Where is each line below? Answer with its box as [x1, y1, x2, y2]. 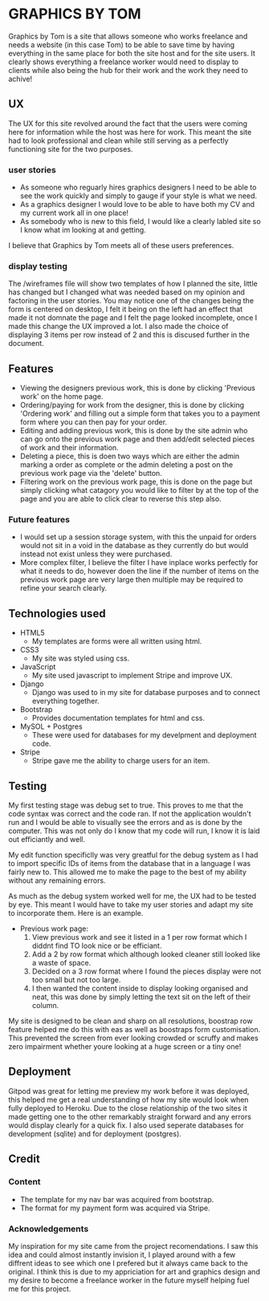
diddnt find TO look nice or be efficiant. [31, 941, 162, 951]
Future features [8, 514, 71, 526]
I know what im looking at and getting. [19, 226, 146, 235]
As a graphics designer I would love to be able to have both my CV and [19, 200, 255, 209]
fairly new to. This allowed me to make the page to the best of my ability [8, 868, 247, 877]
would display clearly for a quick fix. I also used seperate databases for [8, 1120, 244, 1130]
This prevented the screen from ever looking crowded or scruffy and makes [8, 1033, 259, 1043]
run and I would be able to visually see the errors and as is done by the [8, 818, 243, 827]
